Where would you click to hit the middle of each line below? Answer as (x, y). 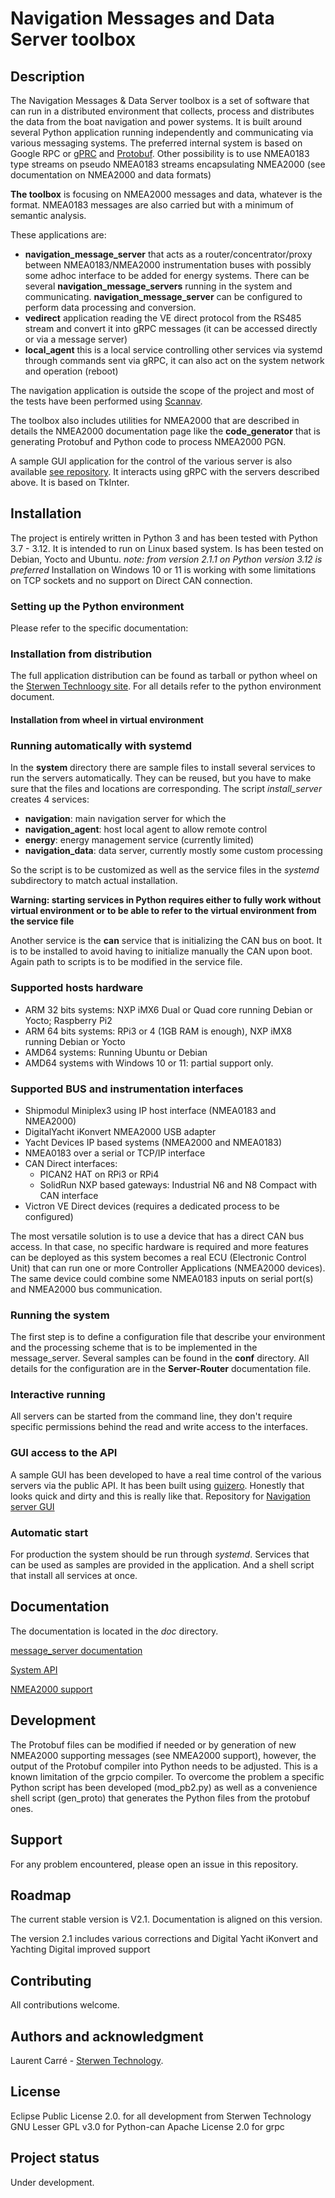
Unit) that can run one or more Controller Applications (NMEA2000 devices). (168, 1268)
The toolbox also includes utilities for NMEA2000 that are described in (155, 420)
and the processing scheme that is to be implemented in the (134, 1348)
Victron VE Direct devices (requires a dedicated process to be (152, 1206)
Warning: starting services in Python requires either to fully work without (166, 900)
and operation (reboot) (71, 371)
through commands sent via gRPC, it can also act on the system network (174, 360)
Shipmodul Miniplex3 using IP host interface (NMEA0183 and (150, 1110)
